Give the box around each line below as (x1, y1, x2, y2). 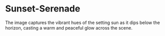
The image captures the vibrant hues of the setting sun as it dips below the (5, 19, 160, 25)
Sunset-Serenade (5, 3, 80, 14)
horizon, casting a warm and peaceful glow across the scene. (5, 24, 133, 30)
